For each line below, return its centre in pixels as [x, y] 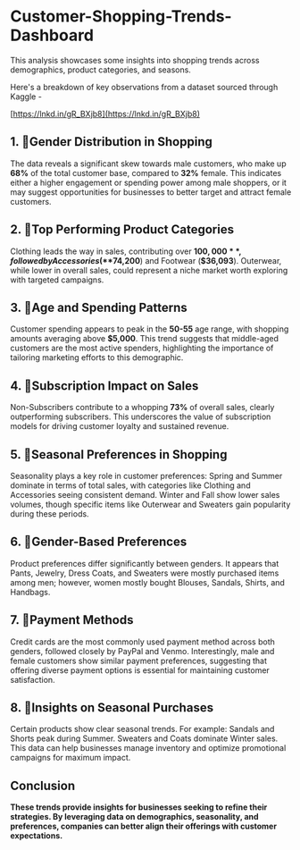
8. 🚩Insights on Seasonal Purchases [112, 708]
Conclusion [43, 785]
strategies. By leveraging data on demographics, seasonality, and [134, 817]
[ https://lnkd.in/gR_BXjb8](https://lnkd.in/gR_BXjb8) [105, 114]
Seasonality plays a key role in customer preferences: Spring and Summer [146, 476]
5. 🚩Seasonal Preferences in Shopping [119, 454]
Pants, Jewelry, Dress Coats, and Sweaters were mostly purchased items [145, 573]
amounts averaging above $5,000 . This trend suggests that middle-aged [145, 339]
